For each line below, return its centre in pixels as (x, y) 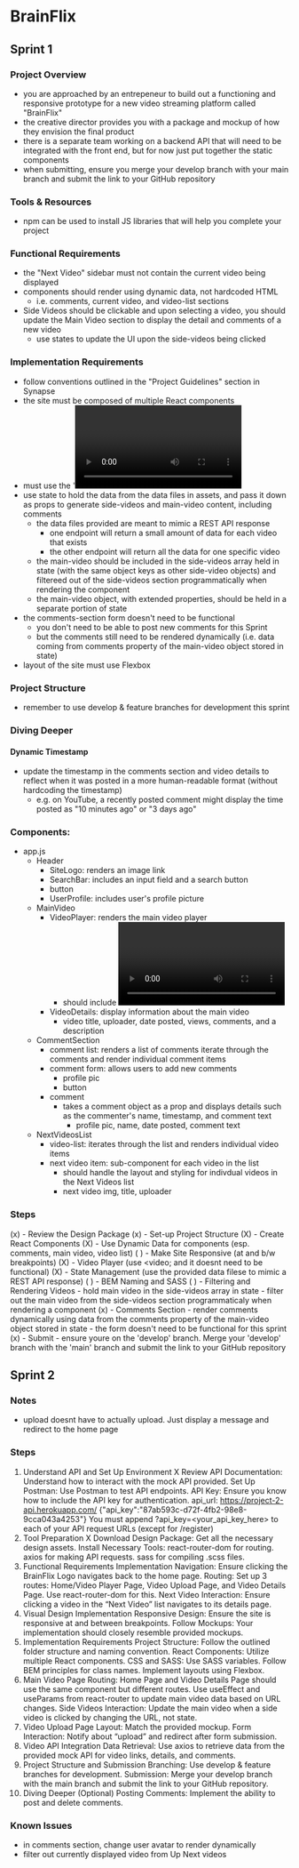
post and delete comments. (73, 1802)
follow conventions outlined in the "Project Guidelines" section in (141, 381)
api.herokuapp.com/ (60, 1510)
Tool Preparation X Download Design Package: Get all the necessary (148, 1538)
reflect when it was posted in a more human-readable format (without (150, 781)
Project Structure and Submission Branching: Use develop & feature (147, 1764)
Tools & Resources (51, 202)
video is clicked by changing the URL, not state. (110, 1717)
